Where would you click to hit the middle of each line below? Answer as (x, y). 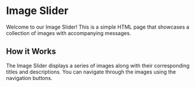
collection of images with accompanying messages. (69, 33)
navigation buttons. (29, 78)
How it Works (31, 52)
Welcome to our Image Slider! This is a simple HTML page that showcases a (98, 27)
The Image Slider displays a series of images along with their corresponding (98, 65)
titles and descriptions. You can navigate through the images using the (91, 72)
